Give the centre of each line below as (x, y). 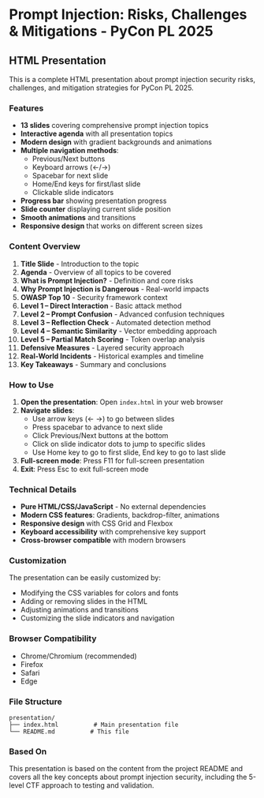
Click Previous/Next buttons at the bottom (100, 435)
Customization (38, 560)
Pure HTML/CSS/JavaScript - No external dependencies (113, 507)
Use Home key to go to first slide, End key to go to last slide (129, 452)
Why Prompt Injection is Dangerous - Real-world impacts (115, 289)
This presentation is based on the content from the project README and (126, 769)
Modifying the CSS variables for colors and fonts (99, 593)
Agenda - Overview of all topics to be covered (96, 272)
